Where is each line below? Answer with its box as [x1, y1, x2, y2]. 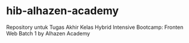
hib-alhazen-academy [6, 4, 119, 18]
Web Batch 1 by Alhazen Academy [6, 29, 91, 37]
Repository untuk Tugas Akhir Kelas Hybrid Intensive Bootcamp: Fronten [6, 24, 184, 31]
